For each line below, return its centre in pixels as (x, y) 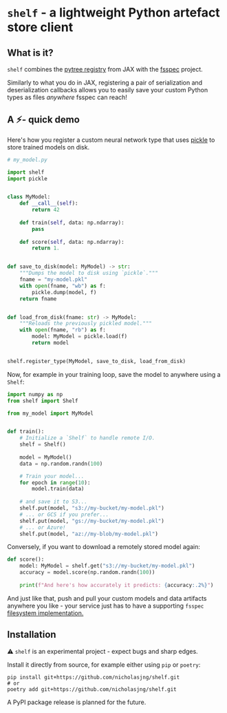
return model (51, 343)
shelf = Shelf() (43, 445)
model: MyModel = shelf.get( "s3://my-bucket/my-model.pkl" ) (107, 566)
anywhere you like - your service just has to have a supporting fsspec (106, 606)
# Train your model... (52, 476)
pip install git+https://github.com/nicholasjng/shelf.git (94, 677)
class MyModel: (29, 197)
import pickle (28, 178)
